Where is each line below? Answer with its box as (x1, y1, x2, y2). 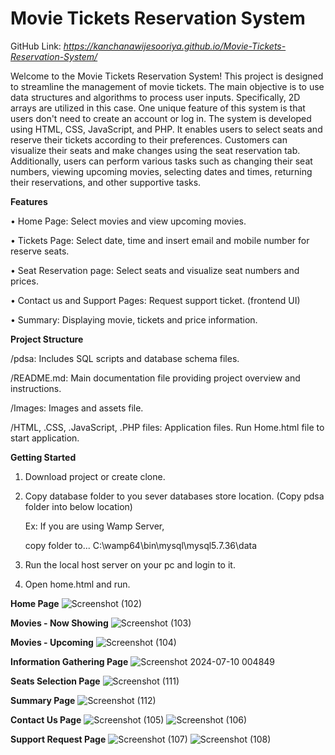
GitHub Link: (10, 40, 62, 52)
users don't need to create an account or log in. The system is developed (10, 112, 312, 124)
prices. (10, 275, 39, 287)
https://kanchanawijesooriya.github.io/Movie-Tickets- (63, 40, 287, 52)
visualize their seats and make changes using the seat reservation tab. (10, 144, 301, 156)
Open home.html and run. (24, 578, 131, 590)
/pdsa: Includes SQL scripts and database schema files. (10, 352, 240, 364)
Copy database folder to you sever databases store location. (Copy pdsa (24, 490, 325, 502)
